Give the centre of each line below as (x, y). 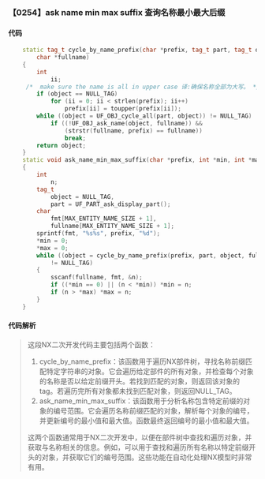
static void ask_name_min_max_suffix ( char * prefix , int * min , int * (137, 160)
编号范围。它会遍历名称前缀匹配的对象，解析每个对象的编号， (153, 410)
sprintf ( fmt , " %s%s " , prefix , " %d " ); (99, 234)
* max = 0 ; (52, 248)
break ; (75, 138)
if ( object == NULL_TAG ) (77, 94)
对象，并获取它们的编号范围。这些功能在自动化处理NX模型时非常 (147, 457)
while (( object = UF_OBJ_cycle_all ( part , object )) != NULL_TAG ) (144, 116)
